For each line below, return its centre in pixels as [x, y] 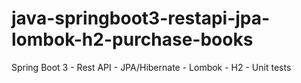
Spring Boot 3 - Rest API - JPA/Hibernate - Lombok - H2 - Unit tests [151, 67]
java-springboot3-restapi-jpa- [141, 18]
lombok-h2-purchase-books [132, 39]
